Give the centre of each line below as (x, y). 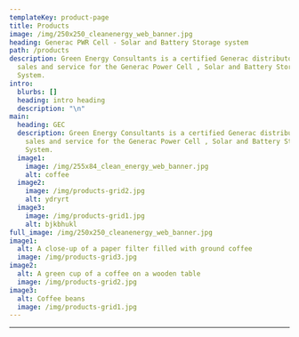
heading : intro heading (61, 100)
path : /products (39, 51)
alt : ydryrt (47, 200)
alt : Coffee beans (52, 299)
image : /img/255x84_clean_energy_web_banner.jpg (117, 166)
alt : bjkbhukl (51, 224)
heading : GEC (41, 125)
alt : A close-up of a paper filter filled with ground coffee (135, 249)
